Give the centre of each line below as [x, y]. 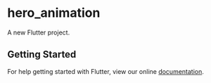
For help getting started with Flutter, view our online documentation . [105, 71]
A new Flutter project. [39, 32]
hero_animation [54, 13]
